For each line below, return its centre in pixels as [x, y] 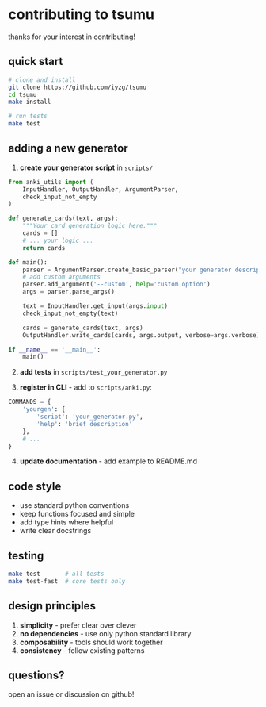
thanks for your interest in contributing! [72, 37]
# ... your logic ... [58, 240]
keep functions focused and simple [77, 514]
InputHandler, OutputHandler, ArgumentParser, [101, 189]
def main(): [28, 262]
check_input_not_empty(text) [70, 313]
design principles [52, 606]
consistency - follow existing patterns [82, 650]
